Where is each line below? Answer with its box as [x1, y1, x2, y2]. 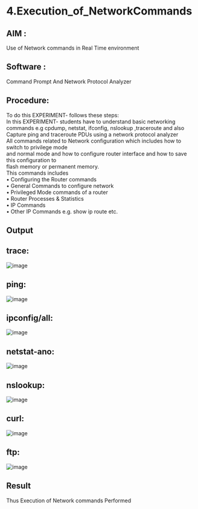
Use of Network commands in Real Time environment [6, 44, 139, 51]
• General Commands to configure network [6, 182, 114, 189]
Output [6, 225, 33, 236]
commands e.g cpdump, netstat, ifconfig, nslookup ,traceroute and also [6, 124, 185, 131]
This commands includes [6, 169, 69, 177]
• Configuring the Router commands [6, 175, 97, 183]
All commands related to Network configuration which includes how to [6, 137, 182, 144]
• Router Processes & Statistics [6, 195, 85, 202]
